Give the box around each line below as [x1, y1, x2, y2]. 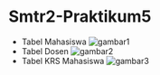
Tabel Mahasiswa [21, 36, 87, 47]
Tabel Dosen [21, 45, 70, 56]
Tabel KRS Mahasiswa [21, 55, 105, 66]
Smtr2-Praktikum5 [8, 6, 152, 27]
